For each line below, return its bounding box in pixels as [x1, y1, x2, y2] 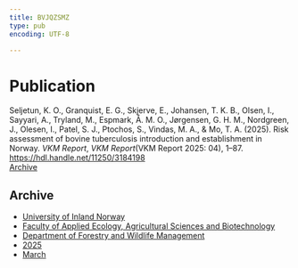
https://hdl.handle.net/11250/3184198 [9, 152, 145, 163]
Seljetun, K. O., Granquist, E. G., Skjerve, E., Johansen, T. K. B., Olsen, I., [9, 105, 275, 116]
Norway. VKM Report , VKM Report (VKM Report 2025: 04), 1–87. [9, 143, 244, 154]
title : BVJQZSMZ [9, 12, 70, 22]
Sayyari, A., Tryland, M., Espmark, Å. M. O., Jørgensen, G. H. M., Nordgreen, [9, 115, 290, 126]
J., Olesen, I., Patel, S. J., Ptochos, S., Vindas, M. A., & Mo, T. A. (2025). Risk [9, 124, 289, 134]
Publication [9, 76, 95, 96]
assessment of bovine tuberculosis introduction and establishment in [9, 134, 263, 144]
